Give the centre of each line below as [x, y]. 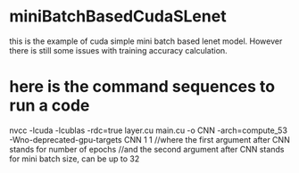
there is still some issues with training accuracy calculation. [118, 50]
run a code [50, 106]
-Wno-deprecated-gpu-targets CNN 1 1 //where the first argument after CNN [149, 139]
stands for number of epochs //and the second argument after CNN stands [147, 149]
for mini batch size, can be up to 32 [75, 159]
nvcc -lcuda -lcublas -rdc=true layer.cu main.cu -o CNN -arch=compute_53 [149, 130]
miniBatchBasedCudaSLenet [118, 16]
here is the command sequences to [142, 87]
